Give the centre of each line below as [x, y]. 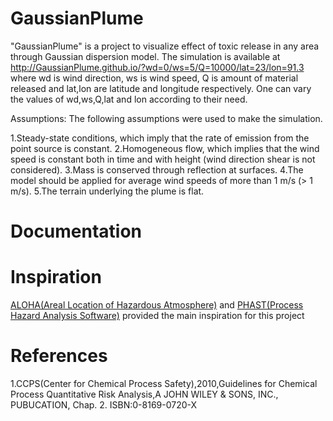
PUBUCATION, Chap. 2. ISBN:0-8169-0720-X [104, 405]
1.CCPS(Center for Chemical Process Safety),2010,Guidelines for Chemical [164, 383]
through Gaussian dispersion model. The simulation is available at [145, 56]
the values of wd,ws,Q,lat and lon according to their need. [129, 99]
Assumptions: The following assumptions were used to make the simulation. [166, 118]
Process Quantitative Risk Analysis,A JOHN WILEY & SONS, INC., [144, 394]
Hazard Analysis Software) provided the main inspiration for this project [157, 316]
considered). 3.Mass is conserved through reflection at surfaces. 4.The [157, 169]
